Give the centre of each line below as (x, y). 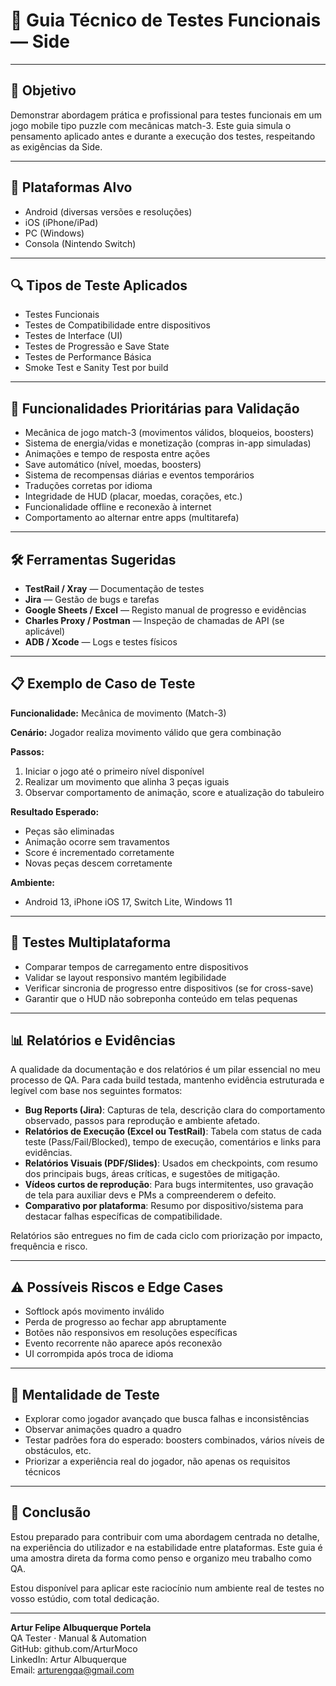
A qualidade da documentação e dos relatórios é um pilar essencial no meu (165, 1070)
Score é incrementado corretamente (99, 852)
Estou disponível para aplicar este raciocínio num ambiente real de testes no (167, 1588)
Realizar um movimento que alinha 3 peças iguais (127, 781)
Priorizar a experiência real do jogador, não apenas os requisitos (157, 1461)
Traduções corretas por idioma (88, 486)
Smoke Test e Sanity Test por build (96, 368)
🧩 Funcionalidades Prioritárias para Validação (155, 408)
